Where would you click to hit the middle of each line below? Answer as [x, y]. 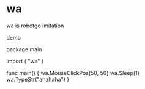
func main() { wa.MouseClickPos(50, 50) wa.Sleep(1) [73, 73]
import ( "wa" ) [25, 61]
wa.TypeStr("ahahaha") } [38, 79]
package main [24, 49]
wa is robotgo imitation [35, 26]
